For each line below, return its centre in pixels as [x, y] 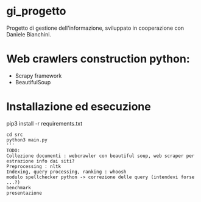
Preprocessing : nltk [34, 166]
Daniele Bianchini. [29, 34]
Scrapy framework [38, 76]
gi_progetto [36, 11]
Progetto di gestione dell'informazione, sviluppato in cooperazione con [95, 28]
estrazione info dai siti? [41, 161]
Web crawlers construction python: [98, 59]
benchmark [19, 187]
